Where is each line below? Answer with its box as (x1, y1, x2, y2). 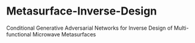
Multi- (173, 24, 189, 31)
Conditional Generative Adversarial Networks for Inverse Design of (6, 24, 173, 31)
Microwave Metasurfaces (32, 30, 96, 38)
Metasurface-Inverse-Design (6, 4, 157, 18)
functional (6, 30, 31, 38)
